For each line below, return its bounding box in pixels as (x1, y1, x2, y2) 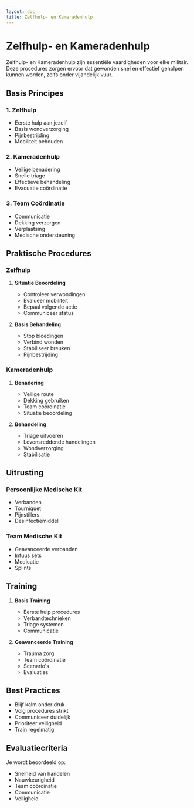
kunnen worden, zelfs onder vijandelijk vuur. (6, 71, 113, 78)
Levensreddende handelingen (23, 438, 96, 445)
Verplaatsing (14, 225, 46, 232)
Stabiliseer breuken (23, 345, 70, 352)
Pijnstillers (14, 511, 40, 518)
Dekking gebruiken (23, 397, 69, 404)
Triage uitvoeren (23, 432, 63, 439)
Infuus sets (14, 552, 42, 559)
